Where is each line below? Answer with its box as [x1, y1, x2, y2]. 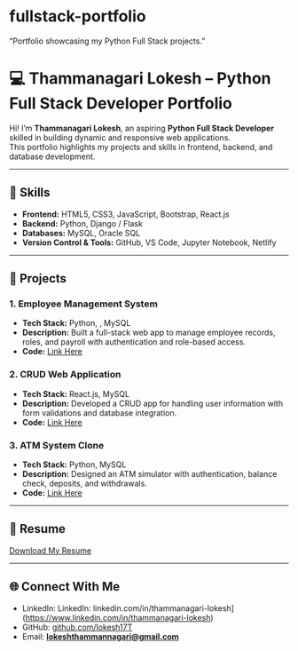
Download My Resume [9, 544, 91, 556]
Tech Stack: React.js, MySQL [21, 388, 130, 399]
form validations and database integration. [21, 407, 177, 418]
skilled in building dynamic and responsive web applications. [9, 131, 231, 143]
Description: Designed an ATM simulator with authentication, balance [21, 468, 278, 479]
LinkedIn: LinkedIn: [21, 602, 91, 614]
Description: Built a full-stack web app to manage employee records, [21, 327, 277, 338]
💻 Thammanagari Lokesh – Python [9, 68, 271, 89]
